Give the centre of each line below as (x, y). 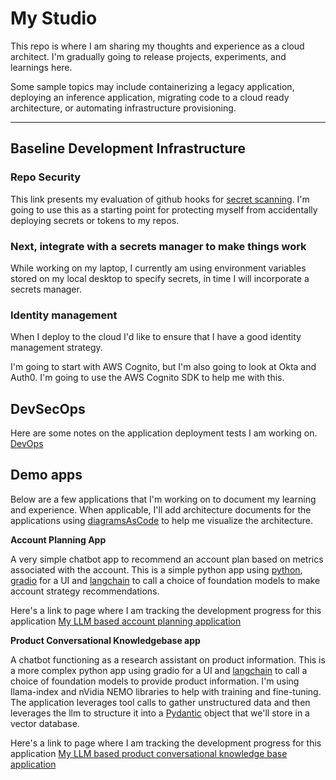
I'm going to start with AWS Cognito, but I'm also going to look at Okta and (163, 367)
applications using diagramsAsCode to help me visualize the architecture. (162, 520)
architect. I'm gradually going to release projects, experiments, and (148, 56)
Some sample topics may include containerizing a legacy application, (152, 86)
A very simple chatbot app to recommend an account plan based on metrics (167, 559)
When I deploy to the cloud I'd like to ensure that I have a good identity (156, 337)
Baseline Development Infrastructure (128, 148)
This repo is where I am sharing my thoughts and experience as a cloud (157, 46)
